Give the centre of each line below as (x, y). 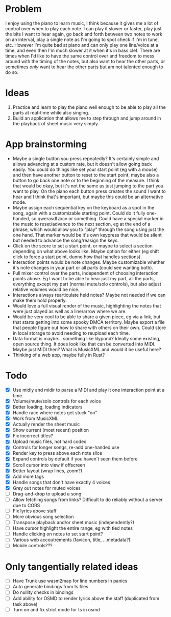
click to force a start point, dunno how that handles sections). (77, 257)
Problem (23, 9)
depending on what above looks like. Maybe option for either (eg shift (86, 251)
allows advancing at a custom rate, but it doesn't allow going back (82, 164)
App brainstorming (46, 144)
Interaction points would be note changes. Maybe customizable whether (89, 262)
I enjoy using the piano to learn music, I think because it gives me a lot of (82, 23)
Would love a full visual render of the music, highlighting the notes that (87, 305)
